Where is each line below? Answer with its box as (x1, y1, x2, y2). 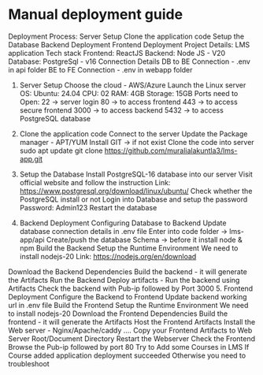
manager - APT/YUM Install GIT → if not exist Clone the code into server (19, 137, 254, 147)
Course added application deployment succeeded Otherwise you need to (8, 351, 246, 360)
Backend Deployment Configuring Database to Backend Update (19, 218, 227, 228)
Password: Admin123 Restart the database (19, 202, 157, 212)
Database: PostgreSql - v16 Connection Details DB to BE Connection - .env (8, 57, 250, 66)
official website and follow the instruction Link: (19, 177, 171, 187)
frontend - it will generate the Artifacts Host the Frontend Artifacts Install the (8, 317, 256, 326)
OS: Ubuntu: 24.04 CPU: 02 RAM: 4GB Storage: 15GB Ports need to (19, 88, 239, 98)
